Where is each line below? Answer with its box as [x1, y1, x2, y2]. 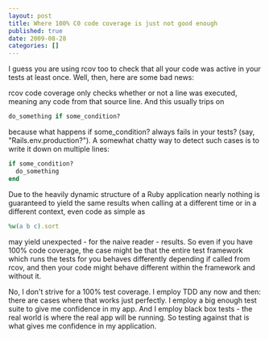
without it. [8, 271, 42, 281]
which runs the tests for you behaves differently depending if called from [8, 253, 250, 263]
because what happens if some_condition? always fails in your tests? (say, [8, 127, 255, 136]
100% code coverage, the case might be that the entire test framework [8, 245, 243, 255]
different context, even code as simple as [8, 207, 146, 216]
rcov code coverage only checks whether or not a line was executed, [8, 88, 238, 98]
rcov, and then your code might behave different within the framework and [8, 262, 255, 272]
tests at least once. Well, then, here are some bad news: [8, 73, 195, 82]
